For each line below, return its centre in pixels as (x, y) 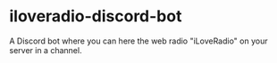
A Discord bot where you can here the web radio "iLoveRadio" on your (138, 41)
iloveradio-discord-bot (96, 16)
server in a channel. (46, 50)
